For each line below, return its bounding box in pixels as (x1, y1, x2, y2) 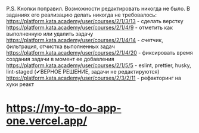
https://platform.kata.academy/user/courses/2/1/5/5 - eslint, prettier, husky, (6, 62, 192, 69)
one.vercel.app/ (6, 114, 88, 128)
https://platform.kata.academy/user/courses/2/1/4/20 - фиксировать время (6, 49, 193, 56)
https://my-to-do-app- (6, 102, 122, 115)
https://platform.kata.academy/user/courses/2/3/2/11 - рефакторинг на (6, 74, 182, 81)
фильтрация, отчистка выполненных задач (6, 43, 115, 50)
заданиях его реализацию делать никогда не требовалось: (6, 11, 157, 18)
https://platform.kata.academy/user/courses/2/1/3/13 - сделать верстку (6, 18, 184, 24)
